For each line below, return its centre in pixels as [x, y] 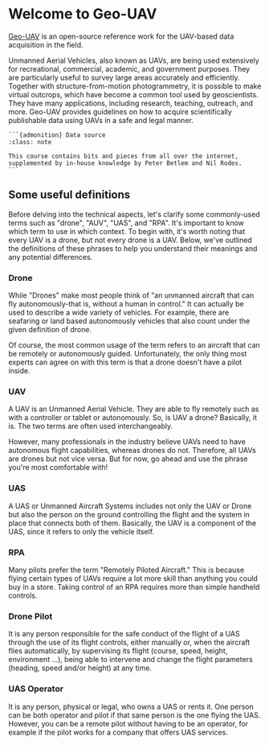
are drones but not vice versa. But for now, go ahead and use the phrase [128, 459]
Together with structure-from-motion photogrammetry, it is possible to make [135, 86]
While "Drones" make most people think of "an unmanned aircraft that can [131, 295]
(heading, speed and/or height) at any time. [80, 668]
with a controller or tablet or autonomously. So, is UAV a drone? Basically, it [132, 418]
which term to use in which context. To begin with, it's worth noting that [127, 231]
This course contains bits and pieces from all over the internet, [124, 156]
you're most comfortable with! [58, 467]
